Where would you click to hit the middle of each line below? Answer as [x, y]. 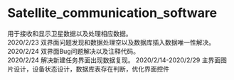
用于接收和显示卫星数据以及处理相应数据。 [70, 33]
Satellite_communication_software [112, 13]
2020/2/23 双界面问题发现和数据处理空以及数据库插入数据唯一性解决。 [111, 42]
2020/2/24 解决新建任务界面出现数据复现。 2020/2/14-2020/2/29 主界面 [114, 60]
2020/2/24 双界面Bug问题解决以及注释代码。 [74, 51]
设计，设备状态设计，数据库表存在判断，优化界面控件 [91, 69]
